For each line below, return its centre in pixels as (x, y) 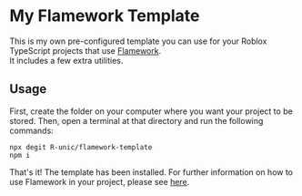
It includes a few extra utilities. (66, 60)
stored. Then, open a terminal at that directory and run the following (136, 120)
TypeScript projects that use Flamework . (86, 50)
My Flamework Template (105, 16)
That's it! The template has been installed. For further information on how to (151, 172)
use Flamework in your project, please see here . (100, 181)
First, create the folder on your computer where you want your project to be (151, 111)
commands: (32, 130)
